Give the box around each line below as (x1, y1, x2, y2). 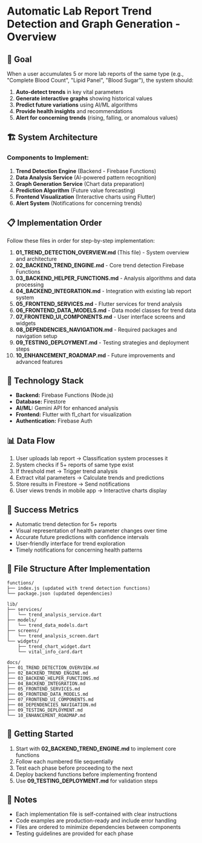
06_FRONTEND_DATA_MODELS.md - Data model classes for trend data (15, 306, 196, 314)
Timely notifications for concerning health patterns (15, 546, 143, 554)
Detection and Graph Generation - (7, 17, 181, 31)
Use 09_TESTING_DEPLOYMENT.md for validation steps (15, 777, 158, 784)
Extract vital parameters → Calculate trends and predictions (15, 474, 165, 481)
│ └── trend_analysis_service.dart (7, 612, 102, 618)
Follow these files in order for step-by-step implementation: (7, 237, 155, 244)
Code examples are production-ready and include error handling (15, 817, 177, 824)
